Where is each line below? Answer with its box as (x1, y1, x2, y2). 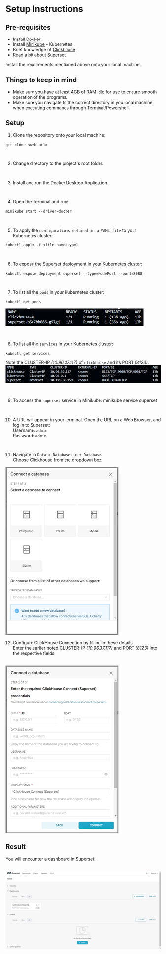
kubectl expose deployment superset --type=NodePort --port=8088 (5, 271, 142, 276)
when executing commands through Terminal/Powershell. (12, 105, 130, 111)
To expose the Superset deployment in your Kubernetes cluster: (12, 261, 143, 267)
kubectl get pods (5, 299, 41, 304)
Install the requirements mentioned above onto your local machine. (5, 62, 141, 67)
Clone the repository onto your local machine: (12, 132, 106, 138)
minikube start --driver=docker (5, 209, 72, 214)
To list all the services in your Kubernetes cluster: (12, 341, 114, 347)
